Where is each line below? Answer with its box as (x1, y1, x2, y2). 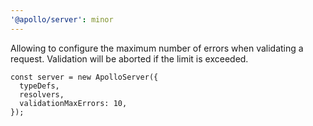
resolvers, (19, 89, 65, 100)
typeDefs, (19, 81, 60, 91)
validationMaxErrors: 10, (19, 98, 128, 108)
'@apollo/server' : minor (10, 14, 114, 25)
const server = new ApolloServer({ (10, 72, 159, 82)
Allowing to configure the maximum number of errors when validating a (10, 42, 304, 54)
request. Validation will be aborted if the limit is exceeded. (10, 52, 249, 65)
